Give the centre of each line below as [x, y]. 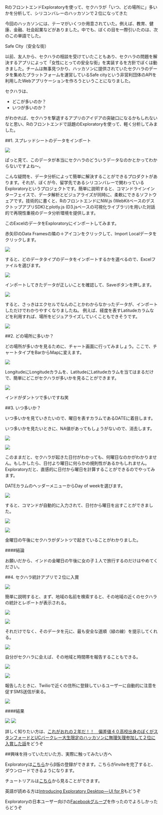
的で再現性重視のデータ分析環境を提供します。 [52, 213]
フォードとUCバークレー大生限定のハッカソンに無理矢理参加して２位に [84, 738]
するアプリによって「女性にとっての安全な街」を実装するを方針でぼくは [81, 63]
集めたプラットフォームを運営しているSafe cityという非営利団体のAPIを [85, 75]
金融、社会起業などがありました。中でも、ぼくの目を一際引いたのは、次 [86, 30]
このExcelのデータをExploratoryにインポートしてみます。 [62, 223]
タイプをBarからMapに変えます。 [51, 352]
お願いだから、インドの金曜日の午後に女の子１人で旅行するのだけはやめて [79, 561]
